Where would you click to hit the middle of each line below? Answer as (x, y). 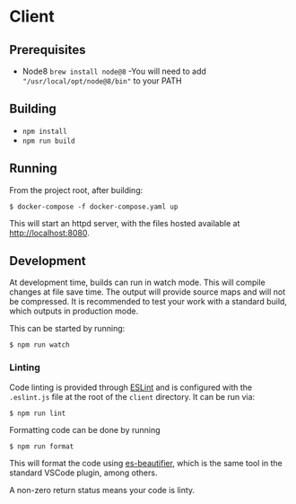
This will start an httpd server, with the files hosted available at (125, 223)
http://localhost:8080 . (49, 233)
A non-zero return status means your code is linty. (102, 490)
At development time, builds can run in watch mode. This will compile (138, 283)
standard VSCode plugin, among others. (83, 473)
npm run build (48, 141)
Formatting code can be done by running (85, 429)
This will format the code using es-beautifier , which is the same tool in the (146, 463)
